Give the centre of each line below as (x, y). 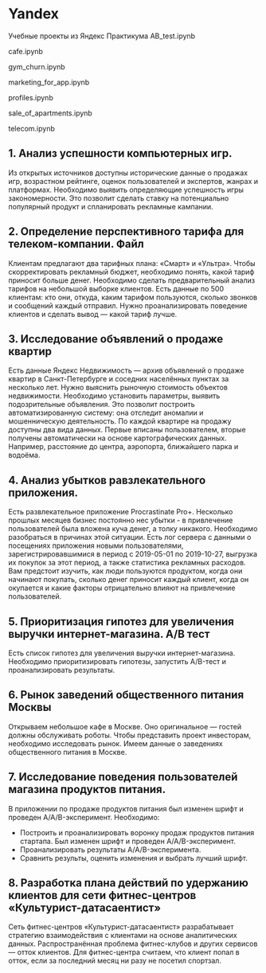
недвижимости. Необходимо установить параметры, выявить (114, 396)
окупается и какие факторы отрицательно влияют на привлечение (122, 588)
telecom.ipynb (32, 128)
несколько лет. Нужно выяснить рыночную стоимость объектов (118, 388)
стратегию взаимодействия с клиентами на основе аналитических (123, 936)
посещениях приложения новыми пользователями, (96, 545)
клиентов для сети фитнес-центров (102, 895)
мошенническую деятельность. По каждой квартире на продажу (120, 421)
